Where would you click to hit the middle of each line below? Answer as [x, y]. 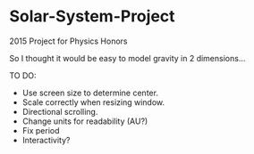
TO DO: [23, 75]
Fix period [41, 130]
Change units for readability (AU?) [85, 121]
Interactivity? [46, 140]
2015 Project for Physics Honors [68, 41]
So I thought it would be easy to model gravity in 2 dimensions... [127, 58]
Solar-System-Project [93, 16]
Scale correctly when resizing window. [93, 102]
